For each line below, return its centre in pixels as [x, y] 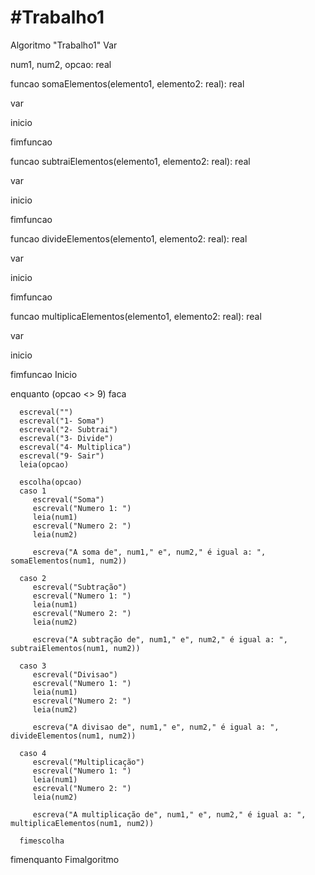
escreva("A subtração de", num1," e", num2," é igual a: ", [160, 639]
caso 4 [33, 753]
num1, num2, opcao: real [61, 64]
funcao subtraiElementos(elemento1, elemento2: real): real [130, 161]
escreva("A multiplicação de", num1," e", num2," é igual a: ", [169, 814]
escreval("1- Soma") [62, 421]
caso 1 [33, 491]
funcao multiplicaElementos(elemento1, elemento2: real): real [136, 316]
